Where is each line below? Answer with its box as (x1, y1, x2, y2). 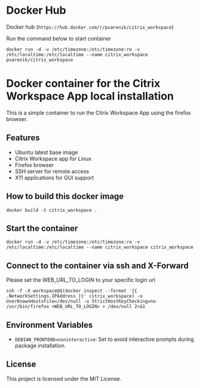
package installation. (14, 341, 66, 349)
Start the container (6, 223, 78, 233)
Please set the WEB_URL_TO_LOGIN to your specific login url (6, 276, 156, 284)
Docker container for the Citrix (6, 77, 161, 90)
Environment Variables (6, 320, 93, 330)
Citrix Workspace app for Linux (14, 155, 91, 162)
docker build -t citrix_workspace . (6, 207, 97, 213)
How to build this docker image (6, 192, 124, 202)
